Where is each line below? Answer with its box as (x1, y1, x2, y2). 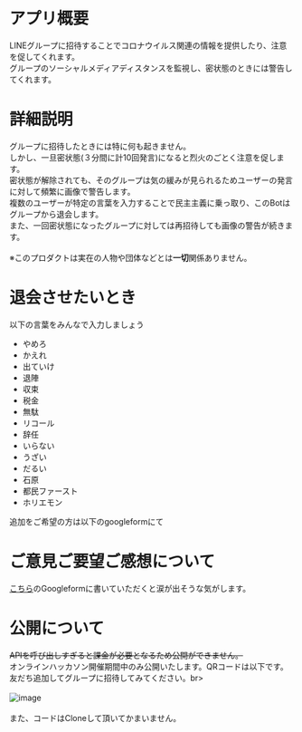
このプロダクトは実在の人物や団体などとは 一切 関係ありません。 (14, 252, 252, 263)
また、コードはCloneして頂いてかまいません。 (9, 712, 182, 723)
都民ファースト (22, 486, 79, 496)
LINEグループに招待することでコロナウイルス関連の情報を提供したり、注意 (9, 40, 288, 51)
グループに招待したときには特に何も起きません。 (9, 140, 192, 151)
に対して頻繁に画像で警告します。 (9, 186, 136, 197)
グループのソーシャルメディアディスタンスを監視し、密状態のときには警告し (9, 63, 293, 73)
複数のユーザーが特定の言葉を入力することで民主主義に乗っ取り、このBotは (9, 197, 291, 208)
